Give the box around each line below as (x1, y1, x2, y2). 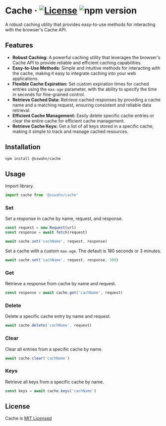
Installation (5, 143, 41, 151)
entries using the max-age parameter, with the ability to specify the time (12, 86, 157, 92)
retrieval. (12, 107, 31, 113)
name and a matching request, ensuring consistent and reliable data (12, 102, 152, 108)
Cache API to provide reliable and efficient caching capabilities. (12, 60, 142, 66)
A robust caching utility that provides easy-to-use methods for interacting (5, 21, 156, 27)
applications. (12, 75, 39, 82)
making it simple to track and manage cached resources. (12, 128, 129, 134)
